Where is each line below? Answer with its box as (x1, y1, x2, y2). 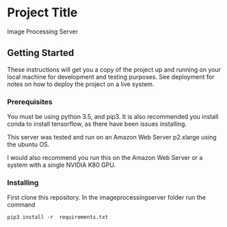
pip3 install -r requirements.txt (7, 214, 109, 221)
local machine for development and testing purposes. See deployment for (7, 72, 215, 81)
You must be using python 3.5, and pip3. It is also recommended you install (7, 113, 219, 121)
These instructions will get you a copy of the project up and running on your (7, 65, 221, 73)
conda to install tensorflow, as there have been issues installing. (7, 120, 187, 128)
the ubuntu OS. (7, 140, 50, 148)
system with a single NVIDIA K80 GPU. (7, 161, 116, 169)
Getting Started (7, 47, 75, 59)
